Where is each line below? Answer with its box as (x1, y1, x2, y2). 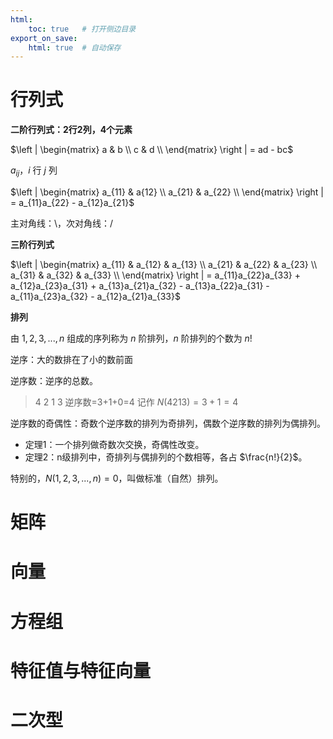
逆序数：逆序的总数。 (10, 374, 98, 386)
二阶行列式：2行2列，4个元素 (10, 124, 133, 136)
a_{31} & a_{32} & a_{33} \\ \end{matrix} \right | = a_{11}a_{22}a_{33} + (10, 269, 302, 281)
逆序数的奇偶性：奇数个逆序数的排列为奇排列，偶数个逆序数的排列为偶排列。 (10, 417, 326, 429)
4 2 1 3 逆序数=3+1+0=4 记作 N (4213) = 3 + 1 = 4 (34, 396, 239, 408)
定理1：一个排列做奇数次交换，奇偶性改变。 (24, 438, 205, 450)
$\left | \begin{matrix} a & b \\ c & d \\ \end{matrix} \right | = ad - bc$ (10, 144, 294, 156)
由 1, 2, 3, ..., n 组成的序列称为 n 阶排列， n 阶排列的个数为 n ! (10, 332, 253, 344)
